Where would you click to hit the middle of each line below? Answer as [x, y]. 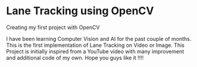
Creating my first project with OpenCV [53, 27]
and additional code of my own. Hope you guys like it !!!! [75, 58]
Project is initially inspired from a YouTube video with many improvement [95, 51]
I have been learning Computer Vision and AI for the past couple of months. [99, 39]
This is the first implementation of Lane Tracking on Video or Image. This [95, 45]
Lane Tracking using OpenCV [80, 11]
